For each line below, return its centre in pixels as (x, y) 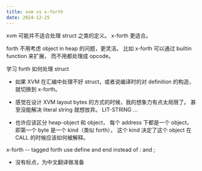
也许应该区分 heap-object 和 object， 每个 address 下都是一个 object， (103, 122)
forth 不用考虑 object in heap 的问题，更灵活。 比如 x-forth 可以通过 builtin (99, 48)
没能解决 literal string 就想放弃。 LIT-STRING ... (79, 109)
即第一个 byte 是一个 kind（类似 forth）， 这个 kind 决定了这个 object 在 (103, 130)
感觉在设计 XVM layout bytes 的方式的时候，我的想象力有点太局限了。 (102, 102)
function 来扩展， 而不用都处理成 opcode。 (60, 56)
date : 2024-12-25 (28, 18)
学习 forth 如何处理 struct (38, 69)
